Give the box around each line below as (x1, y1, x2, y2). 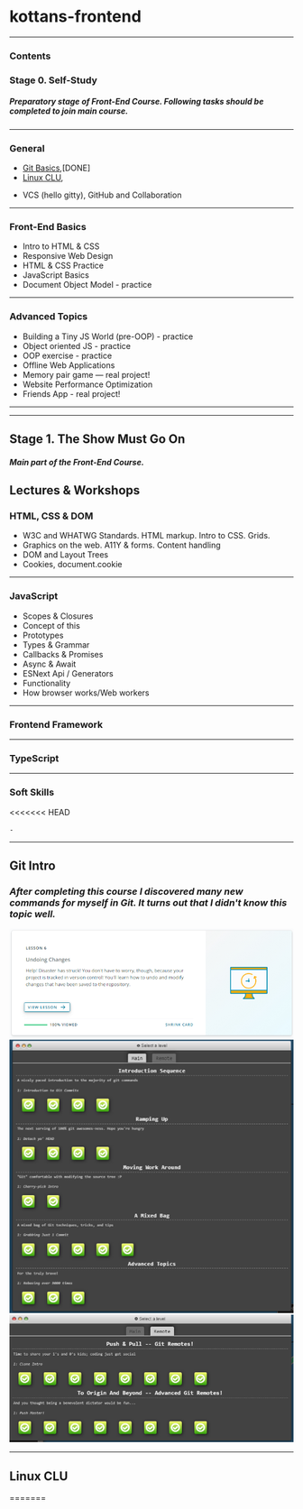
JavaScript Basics (22, 270, 90, 281)
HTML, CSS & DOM (9, 510, 94, 522)
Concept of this (22, 620, 81, 630)
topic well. (9, 907, 56, 920)
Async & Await (22, 658, 77, 669)
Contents (9, 50, 51, 62)
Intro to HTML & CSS (22, 241, 100, 252)
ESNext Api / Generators (22, 667, 115, 678)
